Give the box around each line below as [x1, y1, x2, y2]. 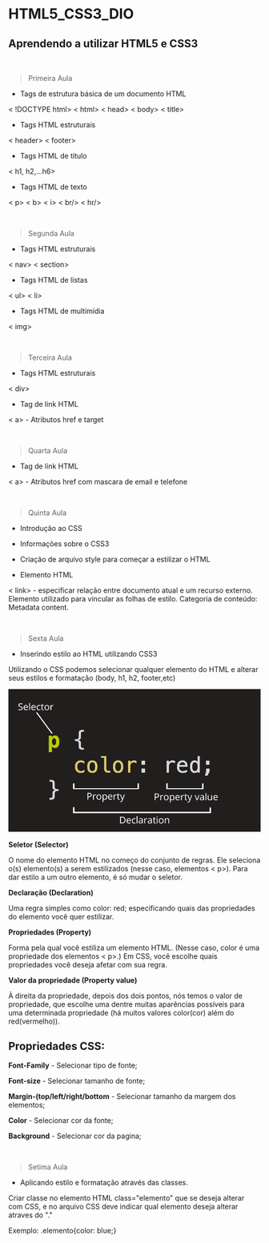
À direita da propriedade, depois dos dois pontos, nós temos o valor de [8, 991, 243, 1000]
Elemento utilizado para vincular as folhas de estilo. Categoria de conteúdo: [8, 594, 258, 603]
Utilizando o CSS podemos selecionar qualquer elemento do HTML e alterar [8, 665, 259, 674]
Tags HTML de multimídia [19, 306, 105, 316]
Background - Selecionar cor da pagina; [8, 1131, 142, 1141]
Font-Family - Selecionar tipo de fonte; [8, 1060, 138, 1070]
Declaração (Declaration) [8, 887, 94, 897]
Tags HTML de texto [19, 182, 88, 191]
